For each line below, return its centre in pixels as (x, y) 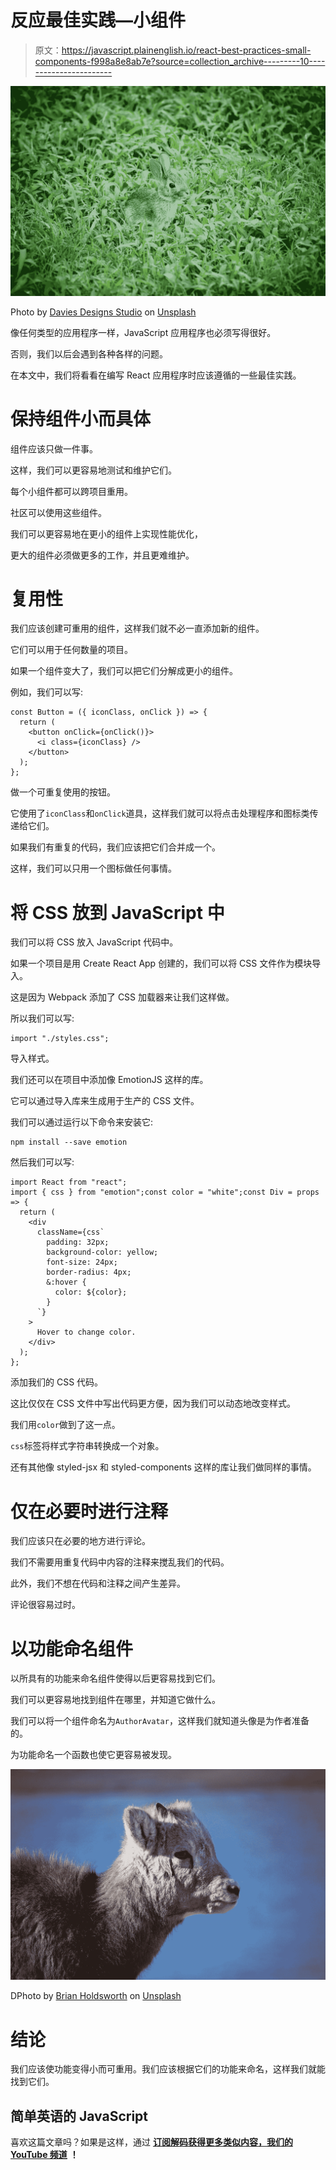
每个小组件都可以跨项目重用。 (71, 491)
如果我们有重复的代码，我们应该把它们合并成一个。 (115, 847)
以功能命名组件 (72, 1648)
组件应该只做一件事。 (54, 448)
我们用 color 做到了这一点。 (65, 1425)
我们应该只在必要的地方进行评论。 (80, 1541)
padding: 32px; (78, 1242)
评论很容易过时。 (45, 1605)
